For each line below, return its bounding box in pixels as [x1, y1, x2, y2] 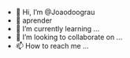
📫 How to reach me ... [15, 42, 89, 50]
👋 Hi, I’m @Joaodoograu [15, 8, 95, 16]
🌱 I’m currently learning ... [15, 24, 100, 33]
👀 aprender [15, 16, 53, 25]
